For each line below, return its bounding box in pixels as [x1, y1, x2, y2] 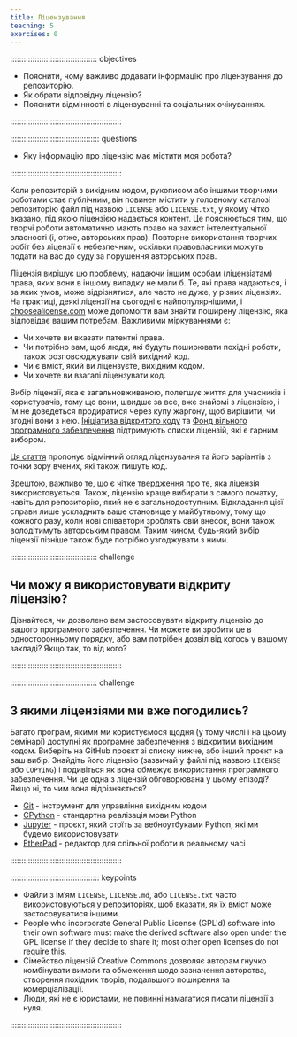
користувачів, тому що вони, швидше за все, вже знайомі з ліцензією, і [10, 396, 280, 408]
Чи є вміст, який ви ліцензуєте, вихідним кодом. [22, 361, 206, 371]
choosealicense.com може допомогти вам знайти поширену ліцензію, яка [10, 306, 288, 316]
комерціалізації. [22, 984, 84, 994]
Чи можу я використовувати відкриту [10, 577, 231, 592]
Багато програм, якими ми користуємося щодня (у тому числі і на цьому [10, 727, 287, 737]
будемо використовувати [22, 829, 119, 838]
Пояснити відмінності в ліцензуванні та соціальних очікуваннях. [22, 99, 266, 110]
